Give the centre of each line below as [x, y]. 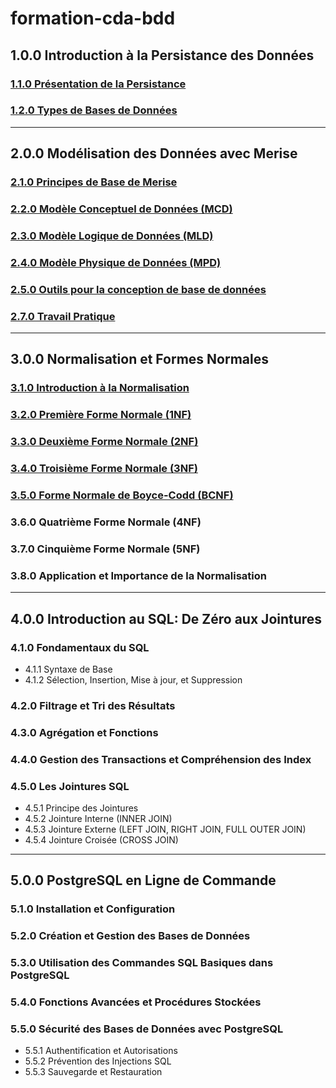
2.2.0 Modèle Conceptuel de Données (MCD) [121, 209]
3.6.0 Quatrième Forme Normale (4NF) [106, 522]
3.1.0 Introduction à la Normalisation [100, 388]
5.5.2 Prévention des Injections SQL [98, 1061]
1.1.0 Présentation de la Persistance [98, 84]
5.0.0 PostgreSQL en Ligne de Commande [143, 880]
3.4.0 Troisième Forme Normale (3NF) [104, 469]
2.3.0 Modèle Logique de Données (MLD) [112, 235]
